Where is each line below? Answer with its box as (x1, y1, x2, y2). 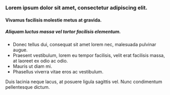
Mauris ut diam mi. (12, 63, 52, 69)
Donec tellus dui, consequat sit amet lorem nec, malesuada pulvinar (12, 42, 157, 48)
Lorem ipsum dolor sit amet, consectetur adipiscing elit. (5, 4, 148, 11)
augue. (12, 47, 28, 53)
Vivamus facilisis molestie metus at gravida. (5, 17, 102, 23)
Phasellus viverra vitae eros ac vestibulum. (12, 69, 104, 75)
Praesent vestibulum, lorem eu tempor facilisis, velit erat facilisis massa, (12, 52, 165, 59)
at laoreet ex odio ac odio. (12, 58, 68, 64)
